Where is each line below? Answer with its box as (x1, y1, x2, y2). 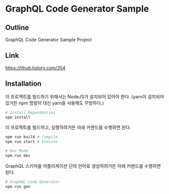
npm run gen (5, 184, 30, 189)
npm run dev (5, 153, 30, 158)
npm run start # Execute (5, 139, 58, 144)
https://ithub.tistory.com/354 (5, 64, 66, 71)
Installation (5, 80, 42, 88)
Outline (5, 23, 29, 32)
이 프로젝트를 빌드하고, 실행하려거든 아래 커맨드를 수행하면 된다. (5, 125, 131, 131)
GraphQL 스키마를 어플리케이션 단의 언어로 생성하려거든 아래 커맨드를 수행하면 (5, 163, 161, 169)
